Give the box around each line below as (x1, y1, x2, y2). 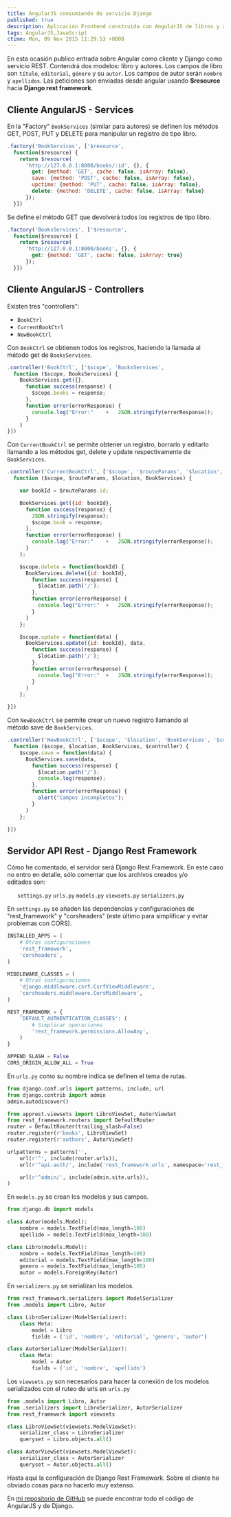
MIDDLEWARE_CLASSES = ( (7, 971, 76, 978)
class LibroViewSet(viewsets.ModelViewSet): (7, 1423, 137, 1430)
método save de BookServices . (7, 723, 93, 732)
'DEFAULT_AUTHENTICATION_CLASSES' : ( (19, 1015, 128, 1022)
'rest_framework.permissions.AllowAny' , (32, 1028, 149, 1035)
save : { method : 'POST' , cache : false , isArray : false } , (32, 175, 195, 182)
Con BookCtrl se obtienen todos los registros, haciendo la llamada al (7, 343, 201, 351)
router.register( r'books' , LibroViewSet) (7, 1130, 128, 1137)
